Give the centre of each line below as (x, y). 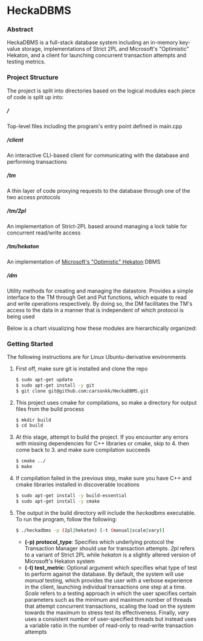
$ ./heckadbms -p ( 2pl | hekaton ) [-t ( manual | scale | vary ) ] (90, 530)
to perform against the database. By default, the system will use (104, 574)
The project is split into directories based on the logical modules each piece (101, 91)
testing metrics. (26, 62)
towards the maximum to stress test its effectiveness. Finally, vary (107, 612)
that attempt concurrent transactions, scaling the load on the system (110, 606)
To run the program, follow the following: (66, 519)
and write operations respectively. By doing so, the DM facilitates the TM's (100, 303)
